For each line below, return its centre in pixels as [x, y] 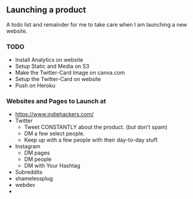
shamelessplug [34, 178]
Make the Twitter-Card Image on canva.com [70, 73]
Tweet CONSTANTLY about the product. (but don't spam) [96, 127]
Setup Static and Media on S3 [52, 67]
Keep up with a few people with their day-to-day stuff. [91, 140]
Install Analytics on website [49, 60]
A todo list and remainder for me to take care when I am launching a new [97, 24]
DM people [38, 159]
